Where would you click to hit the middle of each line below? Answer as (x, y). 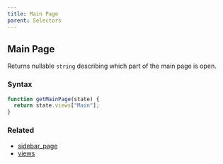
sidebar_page (38, 146)
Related (21, 130)
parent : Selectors (34, 20)
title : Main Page (33, 14)
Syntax (20, 84)
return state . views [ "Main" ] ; (57, 106)
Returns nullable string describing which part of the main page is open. (112, 66)
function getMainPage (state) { (53, 99)
